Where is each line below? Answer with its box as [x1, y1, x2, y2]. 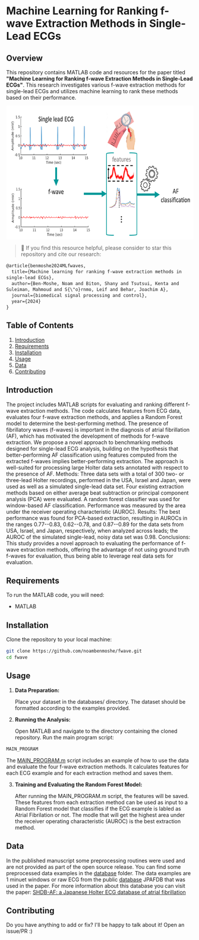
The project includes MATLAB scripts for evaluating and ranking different [6, 401, 185, 408]
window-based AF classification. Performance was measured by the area [6, 502, 186, 509]
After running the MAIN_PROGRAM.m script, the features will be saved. [14, 792, 189, 799]
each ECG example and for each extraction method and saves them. [6, 769, 173, 776]
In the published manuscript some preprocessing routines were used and [6, 857, 185, 864]
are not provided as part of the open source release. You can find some [6, 863, 181, 871]
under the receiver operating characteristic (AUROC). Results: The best [6, 508, 181, 515]
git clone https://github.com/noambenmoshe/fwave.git [6, 648, 143, 654]
